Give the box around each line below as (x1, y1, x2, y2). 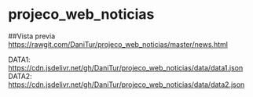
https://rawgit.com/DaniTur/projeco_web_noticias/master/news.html (8, 39, 228, 48)
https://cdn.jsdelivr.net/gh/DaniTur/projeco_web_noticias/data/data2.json (8, 80, 245, 89)
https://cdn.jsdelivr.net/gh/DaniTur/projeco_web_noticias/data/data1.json (8, 63, 244, 72)
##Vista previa (8, 31, 56, 41)
